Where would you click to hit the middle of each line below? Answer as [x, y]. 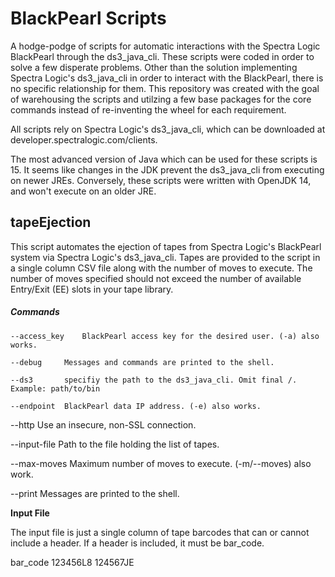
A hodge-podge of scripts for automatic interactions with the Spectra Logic [165, 46]
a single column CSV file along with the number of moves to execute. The [161, 268]
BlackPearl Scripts [88, 18]
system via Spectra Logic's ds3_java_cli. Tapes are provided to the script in [165, 257]
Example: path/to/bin [55, 388]
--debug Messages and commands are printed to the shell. [142, 362]
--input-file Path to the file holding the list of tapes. [115, 444]
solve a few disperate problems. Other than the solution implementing [154, 67]
